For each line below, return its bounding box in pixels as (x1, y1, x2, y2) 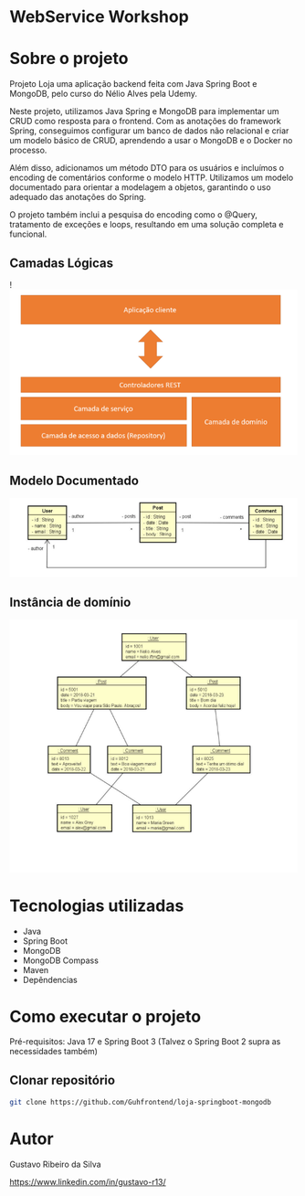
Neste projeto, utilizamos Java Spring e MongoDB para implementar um (9, 106, 279, 117)
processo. (9, 144, 47, 156)
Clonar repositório (9, 1072, 116, 1088)
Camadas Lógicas (9, 255, 114, 270)
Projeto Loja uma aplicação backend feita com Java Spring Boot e (9, 79, 258, 90)
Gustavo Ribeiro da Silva (9, 1159, 102, 1170)
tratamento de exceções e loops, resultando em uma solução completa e (9, 219, 284, 230)
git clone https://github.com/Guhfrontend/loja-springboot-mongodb (9, 1098, 272, 1107)
